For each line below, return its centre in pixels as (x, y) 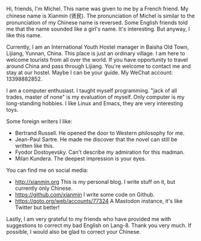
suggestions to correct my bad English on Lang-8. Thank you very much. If (99, 225)
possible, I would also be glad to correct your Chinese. (73, 232)
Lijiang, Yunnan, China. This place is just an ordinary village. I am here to (96, 53)
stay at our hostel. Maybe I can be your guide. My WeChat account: (89, 72)
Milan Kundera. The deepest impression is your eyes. (81, 158)
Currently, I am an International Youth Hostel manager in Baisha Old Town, (97, 47)
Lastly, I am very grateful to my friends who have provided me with (89, 219)
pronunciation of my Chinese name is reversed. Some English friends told (97, 23)
